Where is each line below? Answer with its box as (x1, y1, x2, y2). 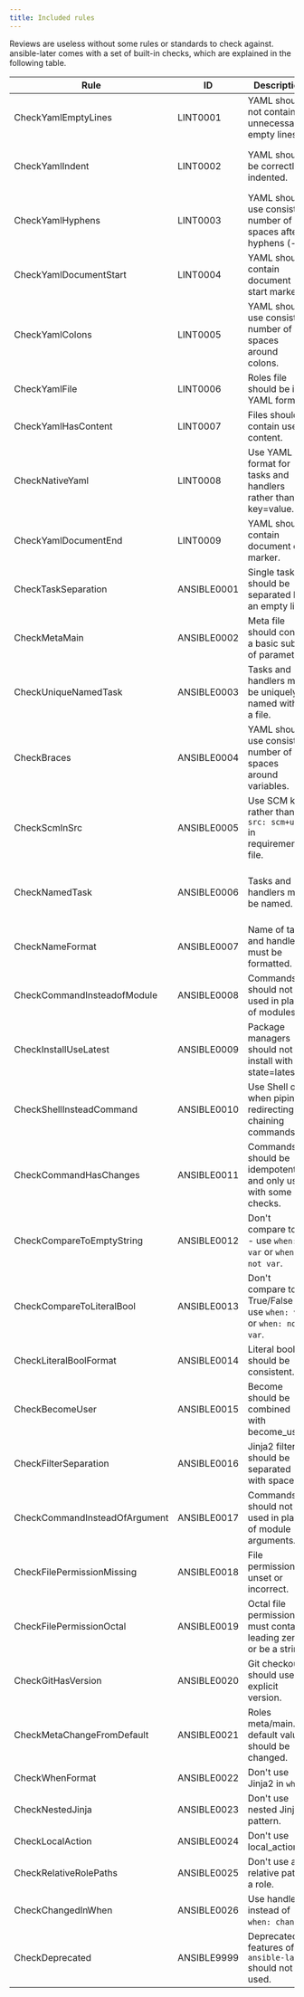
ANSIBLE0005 (177, 821, 240, 833)
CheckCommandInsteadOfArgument (14, 1511, 169, 1524)
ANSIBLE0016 (177, 1457, 240, 1469)
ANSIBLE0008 (177, 988, 240, 1001)
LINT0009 (177, 534, 222, 547)
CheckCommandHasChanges (14, 1168, 140, 1181)
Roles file (247, 371, 288, 384)
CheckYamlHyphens (14, 214, 101, 226)
